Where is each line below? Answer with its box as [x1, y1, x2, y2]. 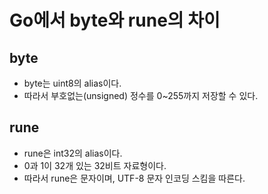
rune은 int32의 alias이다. [23, 147, 123, 159]
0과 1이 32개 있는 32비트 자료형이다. [23, 159, 167, 171]
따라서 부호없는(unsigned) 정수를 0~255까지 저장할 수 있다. [23, 90, 259, 101]
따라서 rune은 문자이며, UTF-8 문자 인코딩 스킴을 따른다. [23, 172, 246, 184]
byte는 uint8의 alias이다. [23, 77, 122, 89]
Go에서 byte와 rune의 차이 [9, 9, 221, 32]
